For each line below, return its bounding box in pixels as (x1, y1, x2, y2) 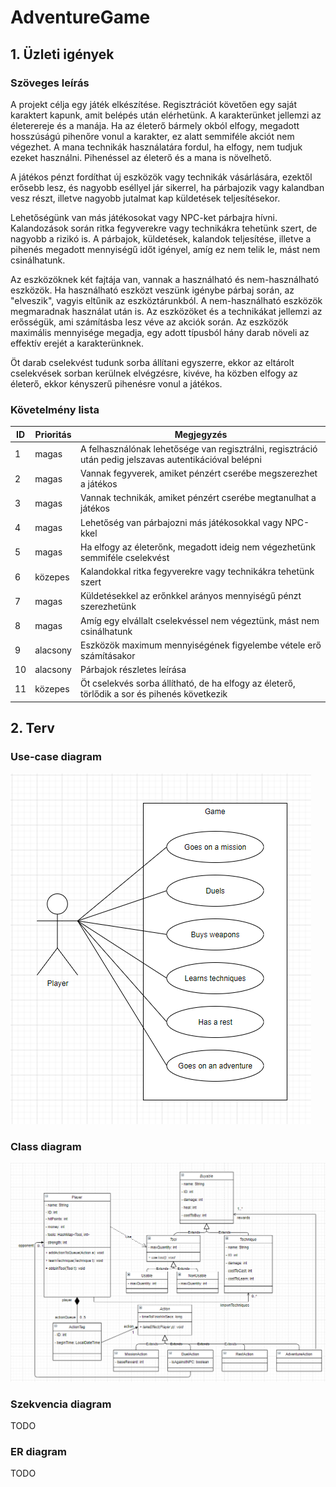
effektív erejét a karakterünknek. (10, 337, 145, 349)
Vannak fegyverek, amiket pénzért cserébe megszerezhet (80, 467, 318, 480)
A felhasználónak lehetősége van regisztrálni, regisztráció (80, 442, 318, 455)
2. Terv (10, 720, 55, 737)
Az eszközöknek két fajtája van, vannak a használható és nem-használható (10, 273, 320, 285)
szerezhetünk (80, 601, 137, 613)
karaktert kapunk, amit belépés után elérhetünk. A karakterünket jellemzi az (10, 109, 322, 121)
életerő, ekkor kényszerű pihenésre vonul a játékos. (10, 377, 223, 390)
